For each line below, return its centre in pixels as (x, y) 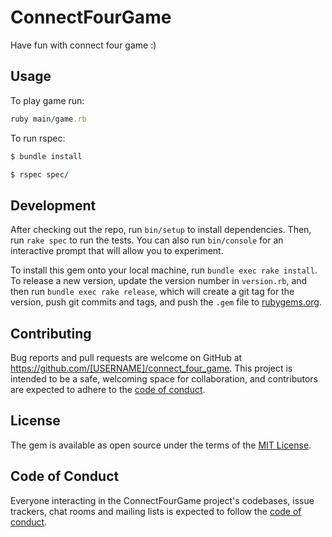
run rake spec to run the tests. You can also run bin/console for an (147, 240)
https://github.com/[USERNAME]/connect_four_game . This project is (151, 368)
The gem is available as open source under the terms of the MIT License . (161, 445)
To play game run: (47, 100)
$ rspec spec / (40, 174)
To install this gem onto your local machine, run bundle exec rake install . (164, 270)
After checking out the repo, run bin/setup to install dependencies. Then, (161, 230)
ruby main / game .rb (48, 119)
